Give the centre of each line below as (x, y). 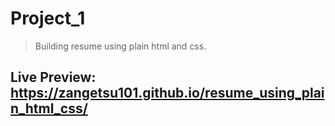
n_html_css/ (49, 108)
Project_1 (48, 18)
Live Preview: (53, 77)
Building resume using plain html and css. (120, 46)
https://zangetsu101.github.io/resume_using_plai (167, 93)
